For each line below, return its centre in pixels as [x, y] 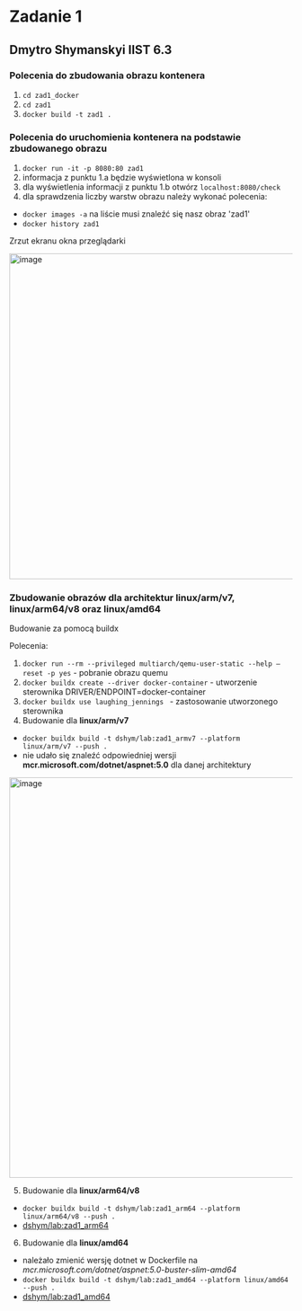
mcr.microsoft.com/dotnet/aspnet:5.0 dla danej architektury [137, 765]
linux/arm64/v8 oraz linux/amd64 [85, 609]
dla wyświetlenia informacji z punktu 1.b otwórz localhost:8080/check [151, 187]
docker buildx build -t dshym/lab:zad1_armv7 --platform [131, 739]
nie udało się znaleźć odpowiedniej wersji [99, 756]
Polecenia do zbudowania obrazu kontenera [107, 75]
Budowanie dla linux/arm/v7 [75, 721]
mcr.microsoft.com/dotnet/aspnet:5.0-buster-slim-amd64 [129, 1270]
